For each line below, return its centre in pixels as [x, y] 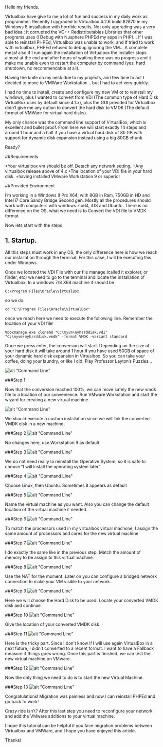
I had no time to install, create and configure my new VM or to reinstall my [79, 92]
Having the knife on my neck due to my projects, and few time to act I [75, 78]
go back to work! [22, 701]
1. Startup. [21, 240]
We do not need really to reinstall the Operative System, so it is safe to [75, 461]
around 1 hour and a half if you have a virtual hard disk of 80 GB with [74, 133]
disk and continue [23, 605]
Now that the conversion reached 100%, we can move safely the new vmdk [81, 389]
